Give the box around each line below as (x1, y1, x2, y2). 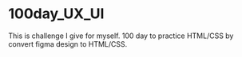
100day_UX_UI (8, 5, 105, 23)
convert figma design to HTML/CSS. (8, 39, 128, 48)
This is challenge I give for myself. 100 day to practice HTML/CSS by (8, 31, 234, 40)
